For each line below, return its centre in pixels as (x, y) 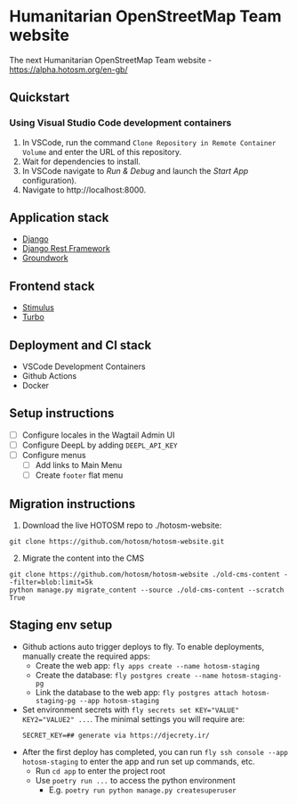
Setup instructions (62, 413)
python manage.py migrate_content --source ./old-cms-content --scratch (147, 590)
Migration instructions (72, 504)
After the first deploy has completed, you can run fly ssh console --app (155, 751)
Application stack (59, 218)
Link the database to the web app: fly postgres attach (136, 692)
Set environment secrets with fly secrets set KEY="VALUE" (131, 710)
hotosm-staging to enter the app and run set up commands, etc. (138, 761)
